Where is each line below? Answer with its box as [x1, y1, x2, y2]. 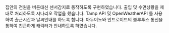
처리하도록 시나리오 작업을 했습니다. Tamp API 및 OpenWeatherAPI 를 [14, 10, 153, 16]
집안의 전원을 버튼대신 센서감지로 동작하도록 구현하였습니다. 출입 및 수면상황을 [5, 4, 159, 10]
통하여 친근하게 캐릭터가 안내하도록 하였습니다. [5, 23, 97, 29]
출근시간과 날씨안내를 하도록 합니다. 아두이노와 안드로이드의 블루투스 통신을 [14, 17, 163, 22]
